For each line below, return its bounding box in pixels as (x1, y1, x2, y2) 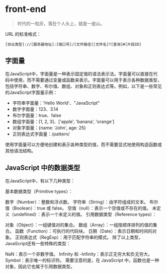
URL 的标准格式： (5, 31, 41, 37)
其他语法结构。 (5, 147, 36, 153)
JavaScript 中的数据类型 (5, 164, 81, 172)
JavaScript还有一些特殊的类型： (5, 240, 71, 246)
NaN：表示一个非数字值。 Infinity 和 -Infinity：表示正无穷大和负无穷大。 (5, 251, 153, 257)
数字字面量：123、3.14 (12, 106, 59, 112)
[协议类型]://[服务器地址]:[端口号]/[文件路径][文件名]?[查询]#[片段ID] (5, 42, 142, 47)
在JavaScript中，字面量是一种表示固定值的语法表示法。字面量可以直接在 (5, 70, 154, 76)
